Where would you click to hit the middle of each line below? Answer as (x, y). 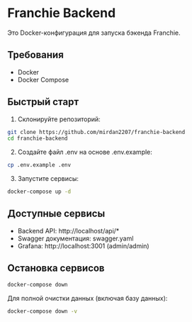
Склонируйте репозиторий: (59, 119)
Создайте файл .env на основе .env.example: (85, 152)
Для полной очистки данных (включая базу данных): (87, 298)
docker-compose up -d (39, 192)
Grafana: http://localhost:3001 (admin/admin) (84, 245)
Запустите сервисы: (48, 179)
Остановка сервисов (56, 268)
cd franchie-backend (38, 139)
